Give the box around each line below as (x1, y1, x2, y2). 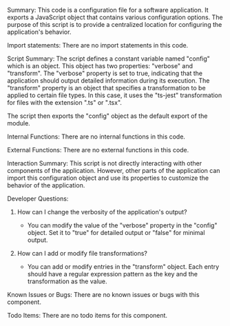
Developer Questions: (7, 194, 69, 203)
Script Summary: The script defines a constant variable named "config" (7, 54, 210, 63)
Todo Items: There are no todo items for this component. (7, 312, 167, 319)
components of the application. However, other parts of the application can (7, 167, 220, 174)
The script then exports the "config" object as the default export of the (7, 112, 208, 120)
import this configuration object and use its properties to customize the (7, 174, 209, 182)
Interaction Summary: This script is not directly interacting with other (7, 159, 202, 167)
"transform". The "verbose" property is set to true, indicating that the (7, 69, 203, 77)
